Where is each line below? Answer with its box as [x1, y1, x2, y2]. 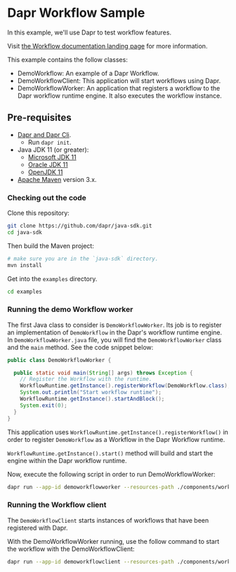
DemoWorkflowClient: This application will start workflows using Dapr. [17, 76, 221, 85]
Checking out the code [7, 193, 86, 202]
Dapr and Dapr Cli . [17, 130, 72, 138]
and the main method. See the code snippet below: [7, 343, 154, 351]
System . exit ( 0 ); [20, 402, 68, 409]
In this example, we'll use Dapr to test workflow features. [7, 28, 172, 37]
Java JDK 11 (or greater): [17, 145, 89, 154]
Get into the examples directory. [7, 274, 98, 282]
